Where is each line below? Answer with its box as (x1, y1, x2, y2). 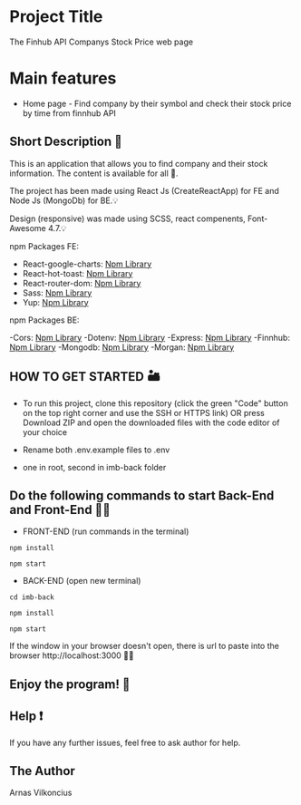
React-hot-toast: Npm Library (22, 267, 133, 278)
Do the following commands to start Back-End (9, 488, 275, 503)
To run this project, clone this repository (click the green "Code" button (22, 397, 288, 409)
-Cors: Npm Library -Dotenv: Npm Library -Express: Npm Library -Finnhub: (9, 332, 290, 343)
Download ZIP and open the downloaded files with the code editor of (22, 417, 280, 428)
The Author (9, 763, 75, 779)
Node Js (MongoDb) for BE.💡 (9, 195, 119, 206)
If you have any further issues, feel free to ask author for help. (9, 737, 241, 748)
